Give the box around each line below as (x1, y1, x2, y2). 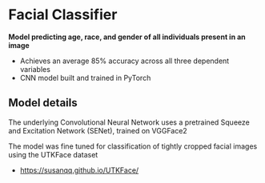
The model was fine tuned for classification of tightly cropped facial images (8, 141, 258, 151)
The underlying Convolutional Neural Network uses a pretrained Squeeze (8, 117, 250, 127)
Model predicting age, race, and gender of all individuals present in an (8, 32, 246, 42)
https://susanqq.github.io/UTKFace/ (19, 165, 139, 175)
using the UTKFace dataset (8, 149, 98, 159)
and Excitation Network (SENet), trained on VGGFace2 (8, 125, 188, 135)
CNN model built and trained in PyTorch (19, 73, 151, 82)
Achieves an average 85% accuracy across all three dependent (19, 56, 230, 66)
